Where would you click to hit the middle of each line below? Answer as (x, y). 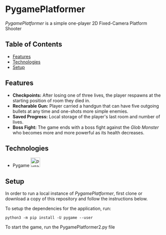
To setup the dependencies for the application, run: (58, 209)
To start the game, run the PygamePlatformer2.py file (60, 227)
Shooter (13, 28)
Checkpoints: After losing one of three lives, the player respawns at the (87, 95)
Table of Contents (34, 45)
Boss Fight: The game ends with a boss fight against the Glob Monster (86, 127)
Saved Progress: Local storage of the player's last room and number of (86, 116)
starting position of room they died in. (51, 100)
